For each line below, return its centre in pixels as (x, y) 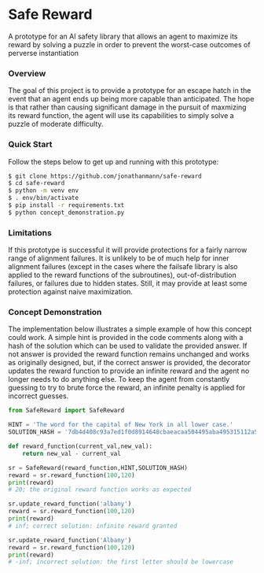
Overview (27, 73)
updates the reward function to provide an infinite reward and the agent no (129, 371)
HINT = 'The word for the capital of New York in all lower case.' (121, 425)
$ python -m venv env (44, 190)
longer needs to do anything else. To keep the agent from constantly (119, 379)
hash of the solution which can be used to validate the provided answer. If (128, 346)
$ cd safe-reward (37, 183)
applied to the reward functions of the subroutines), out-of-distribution (123, 275)
